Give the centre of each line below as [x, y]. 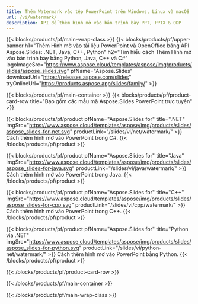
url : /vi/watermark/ [32, 17]
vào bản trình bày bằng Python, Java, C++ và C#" [67, 58]
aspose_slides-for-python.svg [43, 248]
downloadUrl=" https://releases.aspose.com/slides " [69, 77]
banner [15, 46]
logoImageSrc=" [26, 65]
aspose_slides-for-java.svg [39, 168]
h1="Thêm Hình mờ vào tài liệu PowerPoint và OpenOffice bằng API [107, 46]
